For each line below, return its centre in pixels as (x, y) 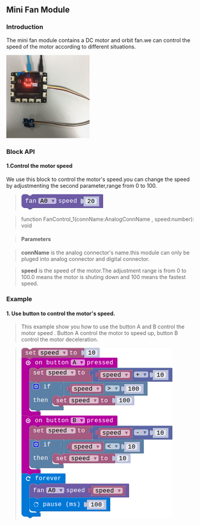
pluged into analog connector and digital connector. (85, 259)
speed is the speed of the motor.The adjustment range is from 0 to (104, 271)
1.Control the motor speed (39, 166)
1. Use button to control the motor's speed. (61, 313)
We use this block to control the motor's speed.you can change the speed (98, 179)
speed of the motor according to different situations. (71, 46)
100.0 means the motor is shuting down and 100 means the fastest (103, 277)
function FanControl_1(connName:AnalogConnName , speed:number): (108, 219)
